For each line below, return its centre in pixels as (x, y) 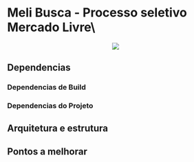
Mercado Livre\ (51, 27)
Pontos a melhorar (47, 151)
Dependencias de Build (46, 88)
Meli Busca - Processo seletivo (97, 13)
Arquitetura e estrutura (58, 128)
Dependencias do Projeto (50, 106)
